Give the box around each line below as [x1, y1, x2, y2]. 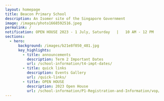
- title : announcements [22, 52, 71, 57]
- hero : [9, 39, 25, 44]
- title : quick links [22, 66, 67, 71]
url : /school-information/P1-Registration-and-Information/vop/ [26, 88, 161, 93]
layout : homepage [5, 7, 41, 12]
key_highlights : [18, 48, 51, 52]
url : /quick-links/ [26, 75, 67, 80]
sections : [5, 34, 25, 39]
